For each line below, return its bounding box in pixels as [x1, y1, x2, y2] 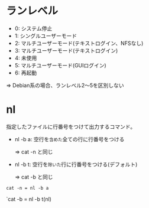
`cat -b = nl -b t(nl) [6, 195, 52, 203]
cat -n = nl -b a [6, 185, 49, 191]
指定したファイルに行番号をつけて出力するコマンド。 [6, 123, 136, 130]
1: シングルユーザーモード [14, 32, 77, 39]
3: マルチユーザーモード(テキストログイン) [14, 47, 118, 54]
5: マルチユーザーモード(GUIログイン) [14, 61, 106, 69]
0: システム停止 [14, 25, 53, 32]
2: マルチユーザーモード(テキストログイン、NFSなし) [14, 40, 144, 47]
